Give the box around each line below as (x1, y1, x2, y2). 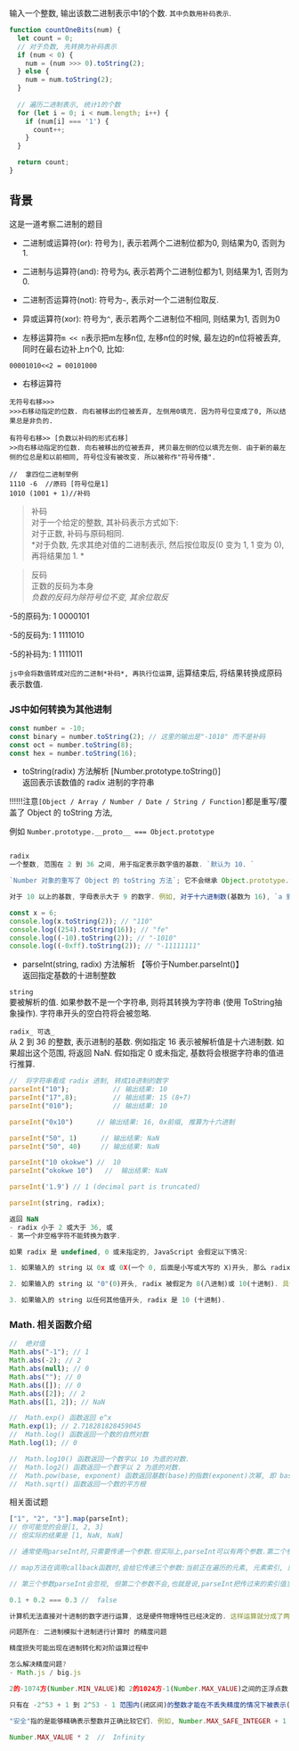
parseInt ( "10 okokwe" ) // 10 (9, 1158, 122, 1167)
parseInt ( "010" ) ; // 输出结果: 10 (9, 1101, 167, 1110)
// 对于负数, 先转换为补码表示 (17, 42, 117, 51)
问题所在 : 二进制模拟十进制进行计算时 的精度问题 (9, 1628, 167, 1637)
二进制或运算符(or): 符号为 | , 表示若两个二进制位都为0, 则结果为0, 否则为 (21, 237, 286, 248)
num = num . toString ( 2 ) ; (25, 75, 114, 85)
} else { (17, 67, 50, 76)
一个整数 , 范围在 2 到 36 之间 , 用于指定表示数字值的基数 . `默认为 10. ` (9, 860, 255, 869)
